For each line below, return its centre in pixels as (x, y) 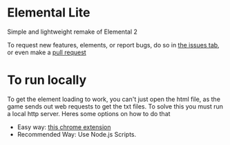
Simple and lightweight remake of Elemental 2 (73, 32)
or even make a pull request (47, 52)
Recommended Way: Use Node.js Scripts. (77, 134)
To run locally (47, 80)
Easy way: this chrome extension (64, 127)
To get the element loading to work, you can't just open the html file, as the (114, 99)
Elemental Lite (49, 13)
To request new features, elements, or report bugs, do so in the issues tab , (113, 45)
